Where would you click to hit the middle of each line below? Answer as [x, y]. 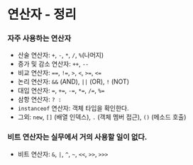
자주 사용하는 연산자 [39, 38]
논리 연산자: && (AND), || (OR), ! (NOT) [73, 81]
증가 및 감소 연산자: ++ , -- [53, 64]
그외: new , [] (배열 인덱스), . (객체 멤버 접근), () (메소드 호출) [102, 117]
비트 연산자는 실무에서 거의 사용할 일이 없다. [77, 137]
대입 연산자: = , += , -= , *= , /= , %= [61, 91]
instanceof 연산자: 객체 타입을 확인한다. [73, 108]
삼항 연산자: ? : [39, 99]
